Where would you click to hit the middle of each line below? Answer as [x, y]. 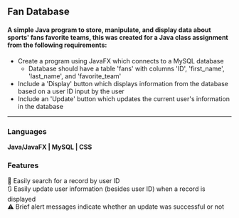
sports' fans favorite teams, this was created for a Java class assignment [118, 37]
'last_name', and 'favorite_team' [75, 76]
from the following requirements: [57, 45]
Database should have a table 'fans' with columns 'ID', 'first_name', [127, 68]
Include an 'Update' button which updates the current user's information [123, 98]
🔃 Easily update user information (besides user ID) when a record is [106, 189]
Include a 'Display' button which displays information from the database [123, 83]
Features [23, 165]
